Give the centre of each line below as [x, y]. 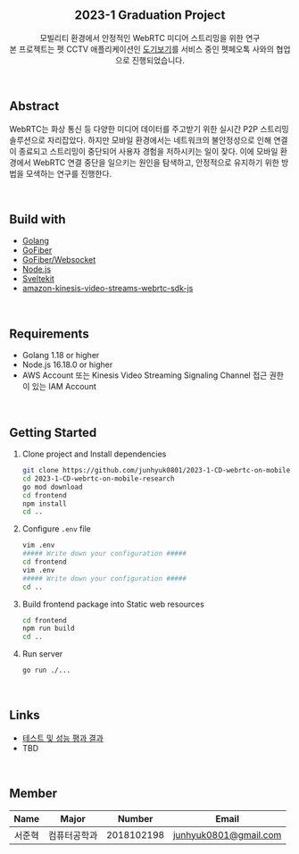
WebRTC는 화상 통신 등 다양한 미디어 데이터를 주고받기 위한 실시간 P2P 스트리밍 [149, 129]
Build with [37, 219]
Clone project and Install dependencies [94, 454]
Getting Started [53, 432]
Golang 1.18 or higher [61, 356]
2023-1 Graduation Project [150, 16]
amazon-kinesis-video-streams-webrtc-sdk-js [108, 289]
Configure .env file [56, 529]
